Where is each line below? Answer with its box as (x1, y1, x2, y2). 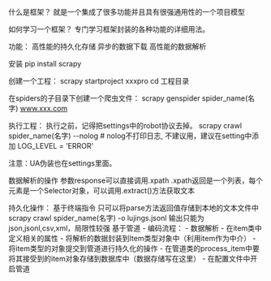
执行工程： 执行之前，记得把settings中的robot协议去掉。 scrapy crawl (8, 121, 242, 130)
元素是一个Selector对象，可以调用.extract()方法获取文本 (8, 186, 196, 195)
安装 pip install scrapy (8, 59, 82, 68)
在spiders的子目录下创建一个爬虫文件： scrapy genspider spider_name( (8, 93, 248, 103)
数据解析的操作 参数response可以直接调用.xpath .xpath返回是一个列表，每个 (8, 175, 264, 185)
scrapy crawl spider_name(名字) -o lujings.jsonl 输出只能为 (8, 214, 204, 223)
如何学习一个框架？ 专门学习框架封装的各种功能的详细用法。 (8, 24, 209, 34)
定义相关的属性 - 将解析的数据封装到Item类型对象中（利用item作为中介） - (8, 234, 256, 243)
